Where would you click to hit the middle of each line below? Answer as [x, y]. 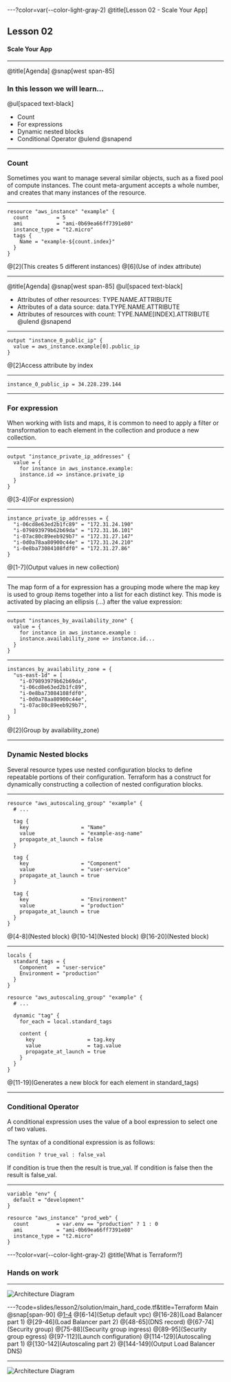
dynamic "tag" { [36, 1016]
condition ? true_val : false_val [57, 1155]
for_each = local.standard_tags [66, 1021]
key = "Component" [70, 863]
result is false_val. [32, 1175]
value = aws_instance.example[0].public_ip [76, 347]
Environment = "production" [59, 973]
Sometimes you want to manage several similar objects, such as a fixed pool [115, 178]
